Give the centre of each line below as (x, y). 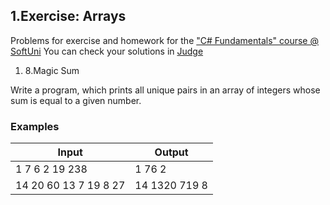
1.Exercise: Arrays (68, 16)
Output (171, 152)
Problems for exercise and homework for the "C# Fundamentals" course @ (164, 40)
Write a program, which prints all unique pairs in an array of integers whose (165, 90)
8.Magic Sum (52, 70)
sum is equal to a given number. (76, 100)
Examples (35, 126)
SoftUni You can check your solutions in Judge (107, 51)
